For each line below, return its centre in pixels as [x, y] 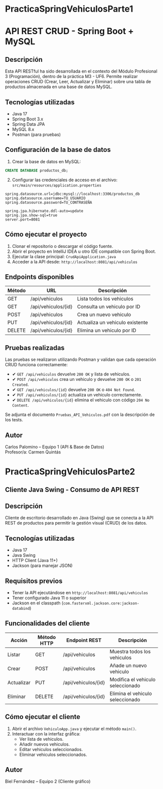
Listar [14, 655]
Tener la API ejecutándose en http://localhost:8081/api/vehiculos [80, 592]
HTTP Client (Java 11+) [35, 561]
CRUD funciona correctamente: [36, 365]
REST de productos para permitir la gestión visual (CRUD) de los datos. [76, 523]
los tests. [14, 420]
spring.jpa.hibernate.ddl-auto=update [44, 211]
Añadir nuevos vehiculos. [45, 744]
